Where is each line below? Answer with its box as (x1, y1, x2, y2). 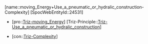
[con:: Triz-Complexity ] (11, 34, 58, 39)
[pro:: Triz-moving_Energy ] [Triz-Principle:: (11, 19, 98, 24)
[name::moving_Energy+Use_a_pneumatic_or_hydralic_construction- (4, 4, 144, 10)
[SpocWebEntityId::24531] (30, 9, 83, 15)
